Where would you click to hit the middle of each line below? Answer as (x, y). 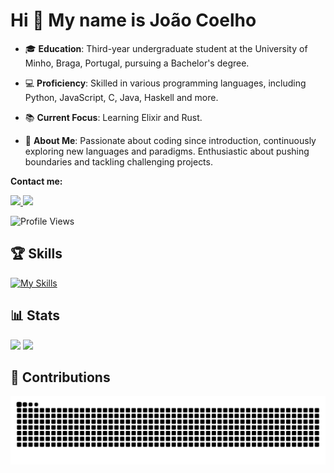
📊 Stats (35, 315)
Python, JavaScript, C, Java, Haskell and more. (121, 97)
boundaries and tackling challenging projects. (118, 161)
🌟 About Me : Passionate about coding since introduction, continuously (170, 140)
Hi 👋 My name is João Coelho (133, 20)
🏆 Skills (36, 254)
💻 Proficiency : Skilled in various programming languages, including (165, 83)
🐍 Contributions (60, 377)
